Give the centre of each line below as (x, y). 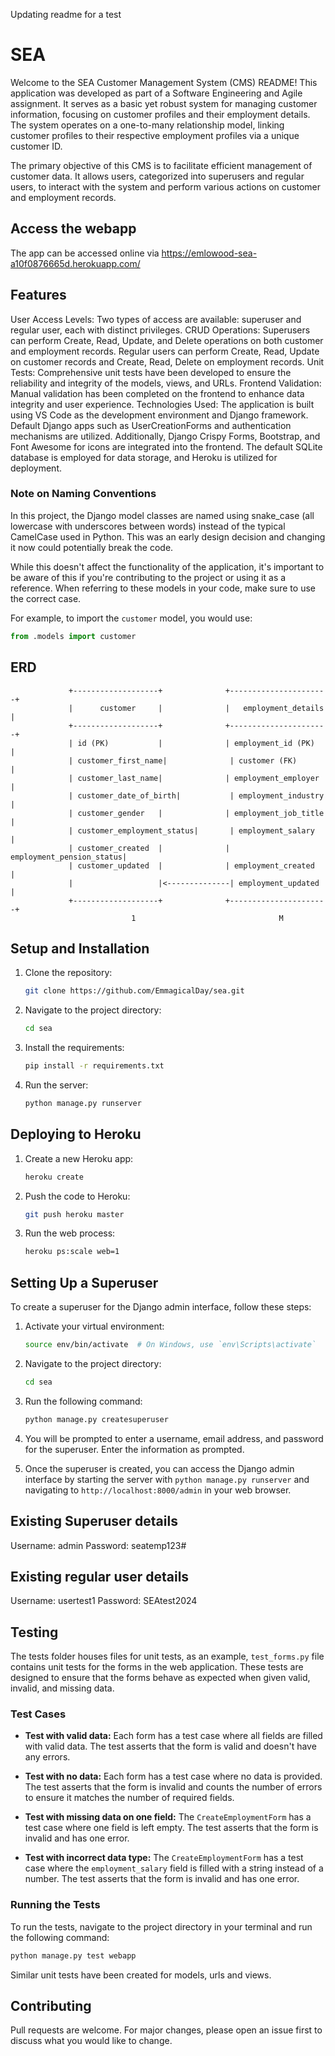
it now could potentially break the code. (92, 547)
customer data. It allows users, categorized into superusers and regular (157, 176)
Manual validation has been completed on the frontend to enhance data (157, 393)
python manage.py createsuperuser (96, 1419)
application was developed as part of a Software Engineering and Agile (156, 93)
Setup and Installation (80, 948)
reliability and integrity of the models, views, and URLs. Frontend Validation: (166, 383)
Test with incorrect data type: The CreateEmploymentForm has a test (164, 1858)
